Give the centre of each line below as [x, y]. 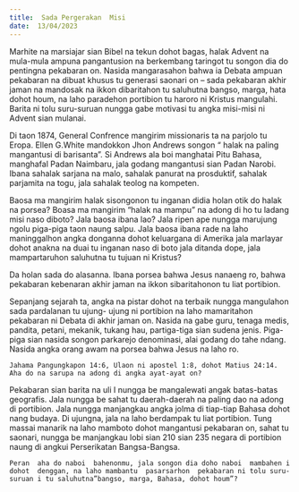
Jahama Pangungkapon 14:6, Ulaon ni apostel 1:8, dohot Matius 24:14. [144, 365]
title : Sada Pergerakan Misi [68, 17]
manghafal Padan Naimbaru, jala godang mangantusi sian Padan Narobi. [143, 164]
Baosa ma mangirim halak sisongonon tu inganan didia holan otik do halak [145, 200]
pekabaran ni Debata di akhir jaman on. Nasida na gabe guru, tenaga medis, [149, 320]
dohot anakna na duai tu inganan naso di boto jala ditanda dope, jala [135, 248]
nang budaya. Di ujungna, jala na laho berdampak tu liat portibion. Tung [141, 418]
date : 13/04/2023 [43, 26]
